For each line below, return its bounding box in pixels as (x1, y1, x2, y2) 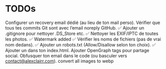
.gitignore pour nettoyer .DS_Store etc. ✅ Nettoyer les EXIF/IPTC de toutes (5, 30, 159, 36)
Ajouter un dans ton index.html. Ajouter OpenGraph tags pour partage (5, 47, 149, 53)
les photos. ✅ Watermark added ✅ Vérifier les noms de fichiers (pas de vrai (5, 36, 161, 42)
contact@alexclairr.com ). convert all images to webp (5, 58, 114, 64)
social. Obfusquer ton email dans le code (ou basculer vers (5, 52, 127, 58)
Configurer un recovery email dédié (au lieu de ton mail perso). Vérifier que (5, 19, 160, 25)
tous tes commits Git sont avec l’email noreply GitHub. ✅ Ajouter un (5, 24, 144, 30)
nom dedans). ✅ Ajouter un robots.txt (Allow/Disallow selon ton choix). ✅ (5, 41, 156, 47)
